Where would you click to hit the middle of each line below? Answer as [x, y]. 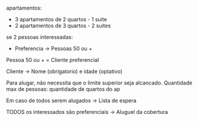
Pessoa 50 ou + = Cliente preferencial [53, 60]
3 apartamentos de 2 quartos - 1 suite [61, 19]
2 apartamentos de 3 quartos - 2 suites [63, 26]
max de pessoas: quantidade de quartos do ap [63, 89]
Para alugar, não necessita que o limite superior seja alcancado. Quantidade [99, 83]
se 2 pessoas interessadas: [40, 37]
